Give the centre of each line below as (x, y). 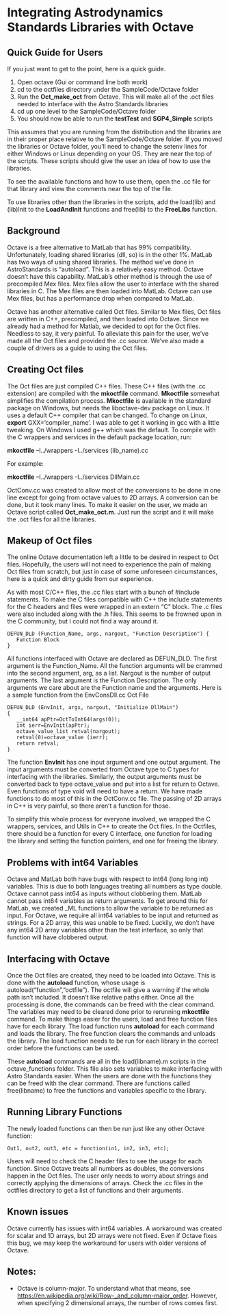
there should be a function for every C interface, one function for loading (110, 834)
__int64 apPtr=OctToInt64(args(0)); (68, 720)
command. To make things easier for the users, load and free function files (112, 1019)
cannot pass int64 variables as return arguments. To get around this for (108, 901)
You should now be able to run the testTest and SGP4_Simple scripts (115, 119)
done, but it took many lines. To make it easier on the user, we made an (107, 504)
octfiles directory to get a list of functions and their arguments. (95, 1190)
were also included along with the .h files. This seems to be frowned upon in (114, 614)
